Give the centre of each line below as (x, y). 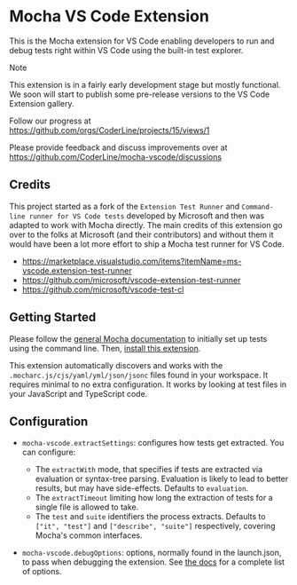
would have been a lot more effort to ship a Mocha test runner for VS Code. (147, 244)
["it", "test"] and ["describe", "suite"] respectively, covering (155, 526)
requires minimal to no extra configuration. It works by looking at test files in (148, 384)
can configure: (49, 452)
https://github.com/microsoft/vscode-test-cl (103, 289)
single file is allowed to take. (87, 507)
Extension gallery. (42, 103)
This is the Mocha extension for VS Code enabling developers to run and (142, 41)
